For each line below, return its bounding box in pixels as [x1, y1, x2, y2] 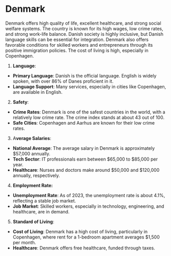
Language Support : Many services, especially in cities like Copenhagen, [12, 83, 166, 90]
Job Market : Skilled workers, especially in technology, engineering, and [12, 203, 165, 209]
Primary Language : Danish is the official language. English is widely [12, 72, 157, 78]
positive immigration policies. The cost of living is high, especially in [5, 47, 148, 53]
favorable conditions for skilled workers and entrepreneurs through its [5, 42, 153, 48]
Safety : [12, 99, 29, 105]
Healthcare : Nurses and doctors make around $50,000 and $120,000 [12, 167, 160, 173]
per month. [12, 239, 36, 245]
